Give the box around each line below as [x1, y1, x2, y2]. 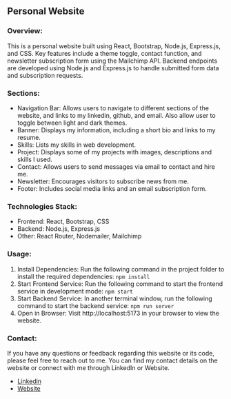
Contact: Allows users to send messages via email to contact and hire [17, 162, 215, 171]
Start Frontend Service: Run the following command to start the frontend [17, 279, 223, 288]
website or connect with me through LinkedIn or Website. [7, 363, 170, 371]
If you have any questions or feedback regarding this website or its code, [7, 349, 215, 357]
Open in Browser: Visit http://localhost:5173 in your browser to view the [17, 309, 219, 317]
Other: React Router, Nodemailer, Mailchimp [17, 232, 142, 241]
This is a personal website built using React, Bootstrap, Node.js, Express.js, [7, 41, 221, 50]
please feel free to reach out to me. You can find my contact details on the [7, 356, 219, 365]
